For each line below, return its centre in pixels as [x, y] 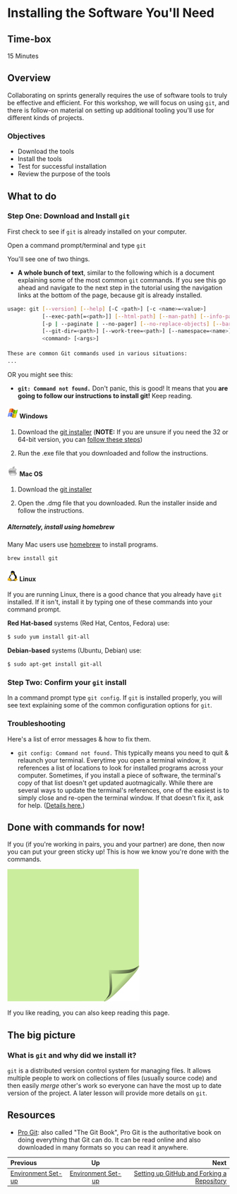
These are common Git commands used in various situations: [98, 354]
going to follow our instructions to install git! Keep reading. [105, 395]
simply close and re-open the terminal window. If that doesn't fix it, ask [121, 798]
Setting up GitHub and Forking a [180, 1173]
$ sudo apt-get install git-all [55, 664]
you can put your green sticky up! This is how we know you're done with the [118, 852]
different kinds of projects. [46, 117]
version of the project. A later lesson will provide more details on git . [108, 1093]
